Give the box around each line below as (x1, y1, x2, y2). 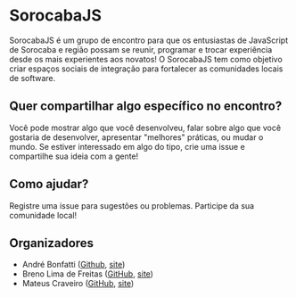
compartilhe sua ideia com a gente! (9, 151, 139, 161)
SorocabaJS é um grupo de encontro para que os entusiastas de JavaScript (9, 35, 289, 45)
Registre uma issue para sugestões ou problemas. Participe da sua (9, 200, 255, 210)
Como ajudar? (9, 177, 89, 192)
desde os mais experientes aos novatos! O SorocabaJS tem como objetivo (9, 54, 283, 64)
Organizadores (9, 235, 95, 251)
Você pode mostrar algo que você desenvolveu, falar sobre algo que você (9, 122, 282, 133)
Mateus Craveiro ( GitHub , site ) (21, 278, 135, 289)
